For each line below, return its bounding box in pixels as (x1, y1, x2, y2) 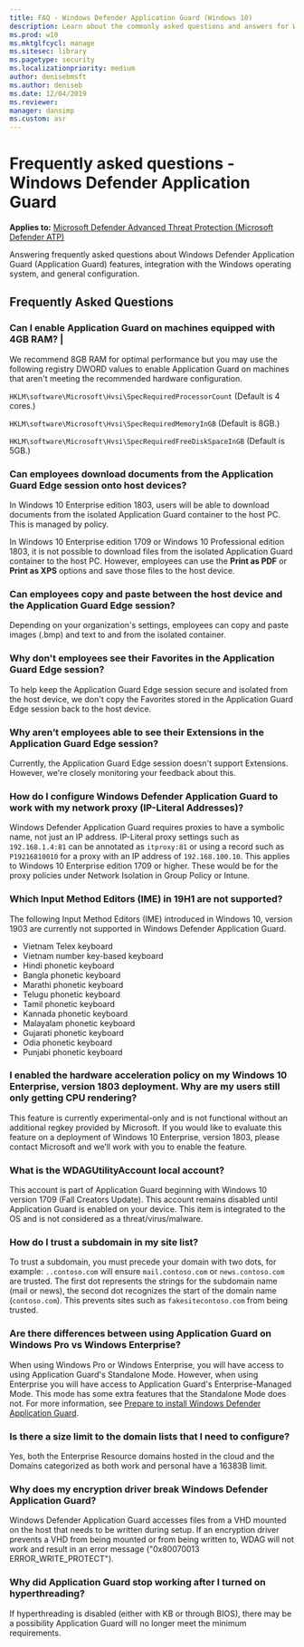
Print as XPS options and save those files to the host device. (9, 566, 235, 576)
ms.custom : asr (9, 114, 67, 123)
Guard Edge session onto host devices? (9, 479, 187, 491)
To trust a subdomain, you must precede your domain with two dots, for (9, 1256, 277, 1267)
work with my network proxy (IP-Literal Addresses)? (9, 801, 244, 814)
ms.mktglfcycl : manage (9, 38, 95, 48)
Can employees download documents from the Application (9, 468, 274, 480)
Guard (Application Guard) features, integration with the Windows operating (9, 259, 292, 270)
